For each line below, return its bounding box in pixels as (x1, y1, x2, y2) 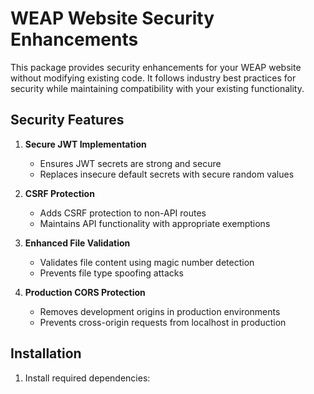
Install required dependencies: (24, 372, 151, 384)
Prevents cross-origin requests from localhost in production (39, 316, 287, 328)
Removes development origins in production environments (39, 305, 281, 317)
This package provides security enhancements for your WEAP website (10, 61, 302, 73)
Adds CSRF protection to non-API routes (39, 207, 207, 219)
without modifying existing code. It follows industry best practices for (10, 72, 297, 84)
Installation (10, 345, 82, 362)
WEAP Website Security (10, 7, 215, 30)
